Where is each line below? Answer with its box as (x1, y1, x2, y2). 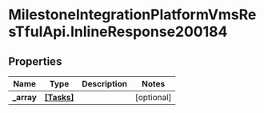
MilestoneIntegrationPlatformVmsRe (8, 6, 257, 24)
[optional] (134, 92, 172, 103)
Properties (8, 54, 62, 68)
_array (12, 92, 38, 103)
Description (81, 79, 128, 89)
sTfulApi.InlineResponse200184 (8, 22, 228, 41)
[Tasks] (44, 92, 74, 103)
